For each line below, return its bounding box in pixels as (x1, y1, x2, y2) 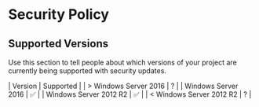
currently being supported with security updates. (8, 66, 167, 76)
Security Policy (8, 6, 110, 24)
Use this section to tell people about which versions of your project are (8, 57, 237, 67)
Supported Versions (8, 37, 108, 50)
